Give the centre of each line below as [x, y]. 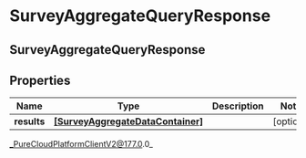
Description [238, 106]
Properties [40, 80]
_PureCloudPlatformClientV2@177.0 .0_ [81, 144]
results [30, 121]
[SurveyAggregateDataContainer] [128, 121]
